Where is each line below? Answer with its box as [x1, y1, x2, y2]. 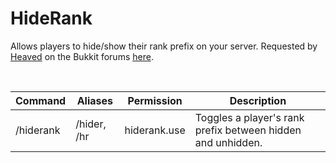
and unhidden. [194, 135, 263, 149]
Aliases [76, 93, 114, 107]
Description [229, 93, 287, 107]
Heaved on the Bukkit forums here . [10, 50, 154, 62]
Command [15, 93, 67, 107]
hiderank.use [124, 123, 186, 137]
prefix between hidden [194, 123, 302, 137]
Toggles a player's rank [194, 110, 305, 124]
